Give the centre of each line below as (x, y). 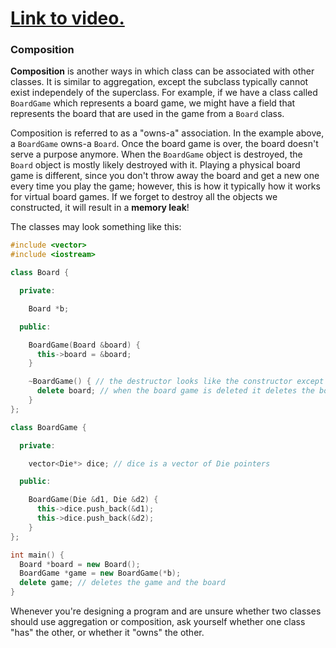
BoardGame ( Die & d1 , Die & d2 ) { (93, 500)
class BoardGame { (48, 427)
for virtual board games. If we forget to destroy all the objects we (144, 197)
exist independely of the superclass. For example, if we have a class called (164, 93)
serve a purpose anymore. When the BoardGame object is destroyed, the (156, 154)
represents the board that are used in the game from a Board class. (147, 114)
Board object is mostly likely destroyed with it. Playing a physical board (155, 165)
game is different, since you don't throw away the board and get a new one (165, 176)
